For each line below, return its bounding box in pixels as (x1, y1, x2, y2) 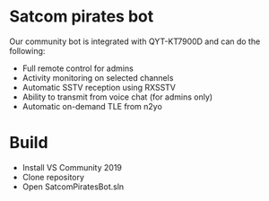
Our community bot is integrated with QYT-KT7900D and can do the (9, 36, 261, 47)
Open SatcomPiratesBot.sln (22, 181, 125, 192)
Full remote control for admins (22, 63, 134, 74)
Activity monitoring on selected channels (22, 72, 174, 83)
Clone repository (22, 171, 85, 182)
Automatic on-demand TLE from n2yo (22, 100, 163, 111)
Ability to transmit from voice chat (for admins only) (22, 92, 213, 102)
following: (9, 45, 46, 56)
